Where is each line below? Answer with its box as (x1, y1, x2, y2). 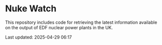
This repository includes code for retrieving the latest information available (5, 19, 158, 25)
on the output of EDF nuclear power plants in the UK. (5, 24, 113, 30)
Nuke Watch (5, 3, 57, 14)
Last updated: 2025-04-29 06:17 (5, 34, 72, 40)
